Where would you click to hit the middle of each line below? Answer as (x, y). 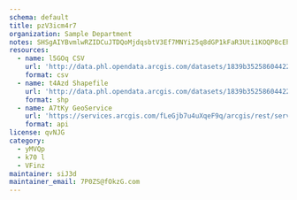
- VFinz (31, 165)
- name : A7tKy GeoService (65, 108)
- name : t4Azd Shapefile (63, 83)
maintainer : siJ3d (43, 173)
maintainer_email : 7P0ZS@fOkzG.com (75, 182)
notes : (21, 42)
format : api (47, 125)
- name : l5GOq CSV (51, 58)
